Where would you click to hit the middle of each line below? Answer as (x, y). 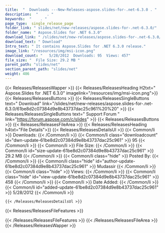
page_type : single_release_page (39, 23)
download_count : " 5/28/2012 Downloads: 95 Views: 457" (68, 55)
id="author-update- (115, 161)
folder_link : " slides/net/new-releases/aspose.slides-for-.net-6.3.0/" (81, 28)
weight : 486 (17, 74)
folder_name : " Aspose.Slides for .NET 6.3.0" (54, 33)
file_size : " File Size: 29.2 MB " (42, 60)
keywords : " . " (26, 19)
